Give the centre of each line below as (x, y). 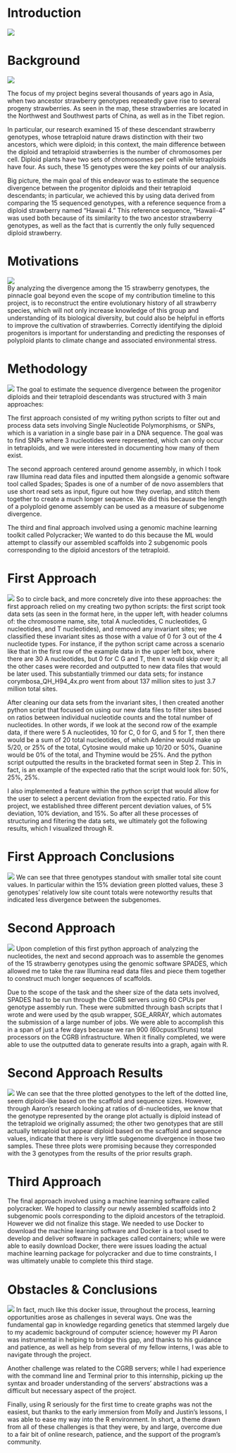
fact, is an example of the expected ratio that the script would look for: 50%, (118, 769)
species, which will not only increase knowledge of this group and (103, 310)
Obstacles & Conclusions (82, 1289)
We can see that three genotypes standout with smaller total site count (119, 877)
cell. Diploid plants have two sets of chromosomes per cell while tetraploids (117, 159)
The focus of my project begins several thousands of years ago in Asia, (111, 93)
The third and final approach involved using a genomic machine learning (112, 527)
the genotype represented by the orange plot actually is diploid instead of (114, 1115)
